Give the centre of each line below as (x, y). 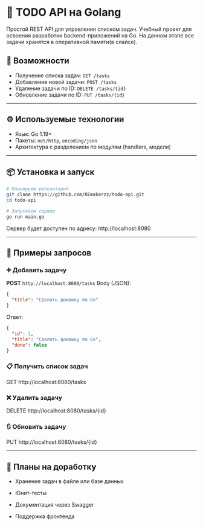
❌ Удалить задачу (34, 397)
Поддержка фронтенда (45, 516)
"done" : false (29, 345)
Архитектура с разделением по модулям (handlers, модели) (93, 147)
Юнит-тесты (31, 493)
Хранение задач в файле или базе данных (69, 481)
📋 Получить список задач (47, 367)
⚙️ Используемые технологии (65, 119)
